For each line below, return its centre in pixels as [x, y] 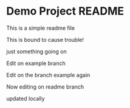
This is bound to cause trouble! [45, 39]
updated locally [26, 98]
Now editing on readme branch [45, 87]
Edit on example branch [36, 63]
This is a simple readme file [40, 28]
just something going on [36, 51]
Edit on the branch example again [48, 75]
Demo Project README [65, 11]
